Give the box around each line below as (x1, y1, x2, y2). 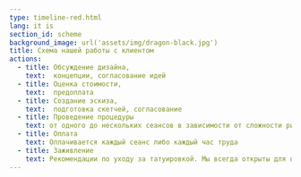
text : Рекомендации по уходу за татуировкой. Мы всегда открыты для (25, 154, 287, 164)
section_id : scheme (9, 29, 82, 38)
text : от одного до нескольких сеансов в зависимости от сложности (25, 122, 282, 131)
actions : (9, 55, 42, 63)
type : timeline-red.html (9, 13, 102, 22)
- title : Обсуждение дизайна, (17, 63, 130, 72)
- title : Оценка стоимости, (17, 80, 123, 88)
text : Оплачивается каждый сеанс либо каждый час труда (25, 138, 239, 147)
